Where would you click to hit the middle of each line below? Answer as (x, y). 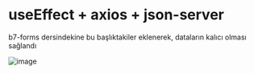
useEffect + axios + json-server (116, 15)
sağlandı (23, 45)
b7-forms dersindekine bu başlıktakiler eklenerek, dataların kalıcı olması (128, 37)
